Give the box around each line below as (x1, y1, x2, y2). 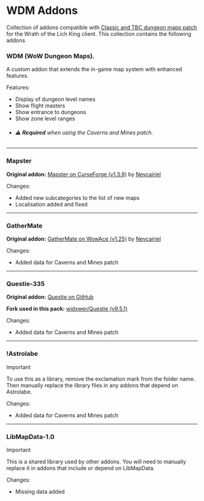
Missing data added (15, 488, 65, 495)
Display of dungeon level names (15, 95, 96, 103)
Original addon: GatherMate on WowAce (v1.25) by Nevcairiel (6, 235, 161, 243)
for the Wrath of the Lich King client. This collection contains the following (6, 30, 191, 37)
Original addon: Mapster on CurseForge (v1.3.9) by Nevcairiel (6, 171, 161, 178)
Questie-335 (6, 279, 45, 288)
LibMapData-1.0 (6, 432, 55, 441)
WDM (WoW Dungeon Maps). (6, 52, 95, 60)
